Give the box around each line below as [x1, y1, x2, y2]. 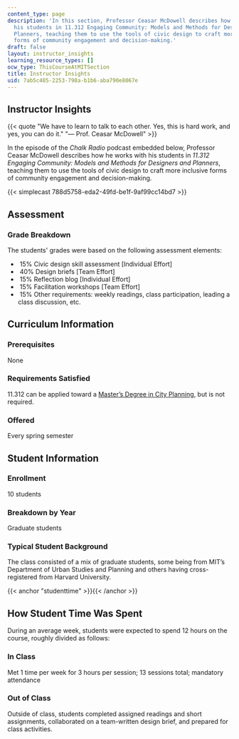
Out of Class [7, 693, 51, 703]
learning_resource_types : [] [7, 57, 94, 64]
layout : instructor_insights [7, 51, 94, 58]
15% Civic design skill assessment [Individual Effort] [19, 260, 173, 268]
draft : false [7, 44, 46, 51]
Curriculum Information [7, 318, 115, 330]
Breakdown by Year [7, 507, 76, 517]
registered [7, 573, 38, 581]
